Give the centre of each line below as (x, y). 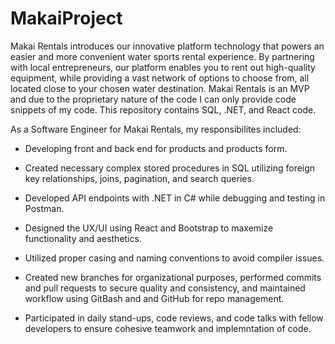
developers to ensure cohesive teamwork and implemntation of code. (168, 328)
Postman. (44, 208)
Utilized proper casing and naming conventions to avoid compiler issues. (174, 258)
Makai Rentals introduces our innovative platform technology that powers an (167, 46)
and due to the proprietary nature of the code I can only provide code (153, 99)
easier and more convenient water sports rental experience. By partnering (162, 56)
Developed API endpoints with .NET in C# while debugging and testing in (175, 198)
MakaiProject (66, 18)
